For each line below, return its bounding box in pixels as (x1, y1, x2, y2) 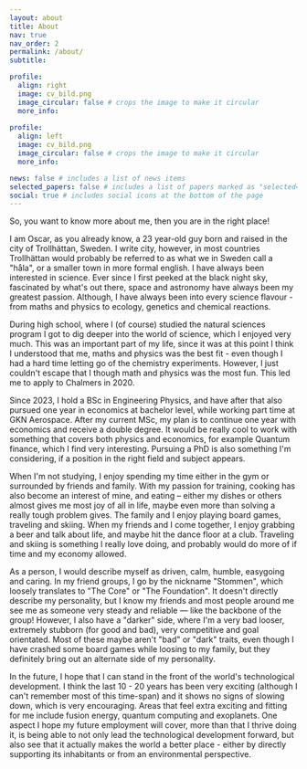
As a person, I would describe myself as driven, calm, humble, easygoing (9, 566, 285, 577)
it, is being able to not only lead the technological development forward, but (9, 730, 294, 741)
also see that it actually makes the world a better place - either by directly (9, 739, 287, 750)
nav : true (9, 30, 48, 39)
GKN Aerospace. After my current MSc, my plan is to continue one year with (9, 415, 297, 426)
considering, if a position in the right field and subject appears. (9, 453, 246, 464)
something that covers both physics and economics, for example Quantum (9, 434, 291, 445)
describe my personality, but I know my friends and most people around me (9, 595, 295, 606)
